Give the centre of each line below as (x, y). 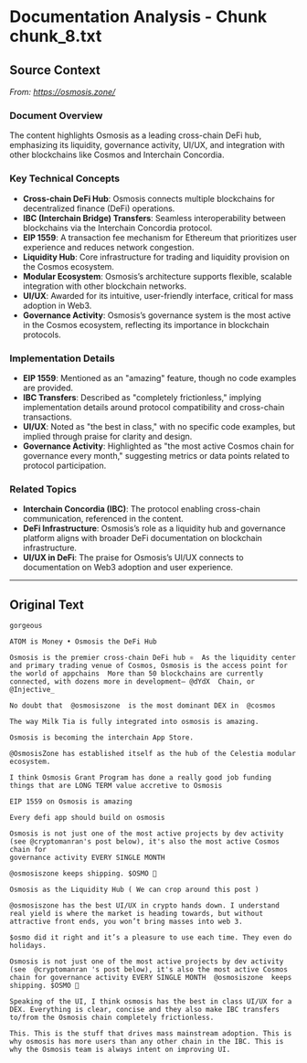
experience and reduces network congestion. (108, 247)
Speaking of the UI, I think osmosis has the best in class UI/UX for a (151, 1002)
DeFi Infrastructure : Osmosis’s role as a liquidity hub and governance (154, 528)
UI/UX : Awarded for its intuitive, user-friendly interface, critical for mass (158, 295)
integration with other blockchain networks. (105, 286)
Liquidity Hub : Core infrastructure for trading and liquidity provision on (156, 257)
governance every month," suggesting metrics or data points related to (156, 455)
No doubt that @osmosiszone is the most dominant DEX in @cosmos (143, 706)
